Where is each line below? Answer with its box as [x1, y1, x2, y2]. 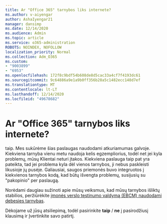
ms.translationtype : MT [5, 82, 55, 87]
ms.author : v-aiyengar [5, 12, 53, 17]
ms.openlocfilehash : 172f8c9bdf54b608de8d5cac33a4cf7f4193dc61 [5, 73, 141, 78]
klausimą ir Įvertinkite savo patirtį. [5, 213, 75, 219]
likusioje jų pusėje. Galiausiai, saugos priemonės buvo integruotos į [5, 167, 144, 173]
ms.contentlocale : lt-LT [5, 87, 57, 92]
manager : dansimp [5, 21, 42, 27]
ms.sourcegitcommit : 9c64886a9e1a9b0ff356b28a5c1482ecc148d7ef [5, 78, 141, 83]
